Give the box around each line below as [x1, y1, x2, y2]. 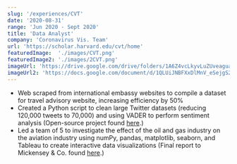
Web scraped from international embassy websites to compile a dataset [17, 89, 226, 97]
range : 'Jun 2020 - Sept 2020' [7, 23, 99, 30]
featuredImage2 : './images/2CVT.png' [7, 56, 119, 63]
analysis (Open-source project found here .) [17, 118, 144, 127]
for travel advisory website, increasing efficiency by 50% [17, 96, 184, 104]
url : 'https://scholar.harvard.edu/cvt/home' [7, 43, 143, 50]
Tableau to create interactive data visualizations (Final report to [17, 141, 201, 149]
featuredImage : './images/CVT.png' [7, 50, 115, 57]
